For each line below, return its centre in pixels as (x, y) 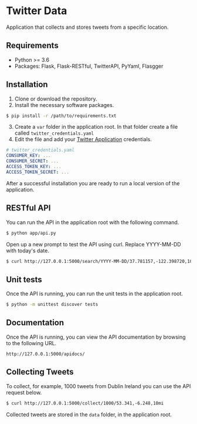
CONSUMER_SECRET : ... (33, 161)
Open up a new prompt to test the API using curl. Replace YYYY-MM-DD (94, 244)
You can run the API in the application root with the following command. (93, 222)
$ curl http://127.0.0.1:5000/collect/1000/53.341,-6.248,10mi (85, 403)
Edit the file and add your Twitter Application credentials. (83, 139)
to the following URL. (31, 343)
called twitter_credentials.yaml (54, 133)
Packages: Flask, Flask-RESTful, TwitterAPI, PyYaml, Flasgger (89, 66)
